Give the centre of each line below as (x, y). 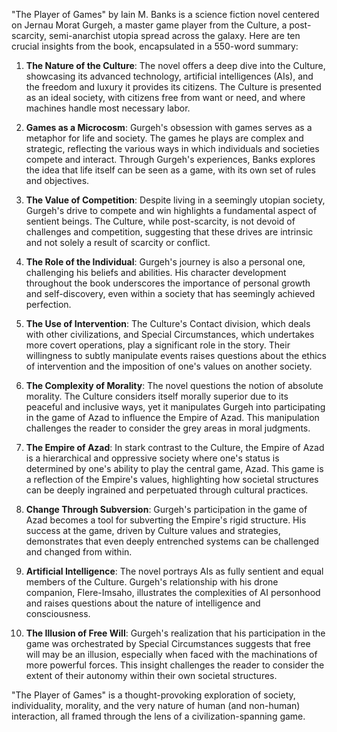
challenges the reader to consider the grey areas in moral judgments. (168, 428)
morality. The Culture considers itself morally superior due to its (157, 396)
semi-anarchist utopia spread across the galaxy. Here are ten (174, 35)
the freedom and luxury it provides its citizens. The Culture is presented (173, 87)
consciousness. (58, 613)
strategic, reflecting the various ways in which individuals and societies (172, 148)
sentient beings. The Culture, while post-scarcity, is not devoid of (160, 221)
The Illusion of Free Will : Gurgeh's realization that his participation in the (175, 633)
